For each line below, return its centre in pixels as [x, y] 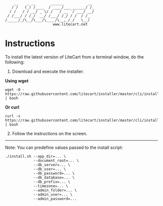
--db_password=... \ [54, 173]
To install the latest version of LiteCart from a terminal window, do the [74, 57]
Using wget [17, 80]
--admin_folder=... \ [55, 190]
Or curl [12, 107]
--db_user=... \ [50, 169]
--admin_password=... [55, 199]
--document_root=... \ [56, 160]
